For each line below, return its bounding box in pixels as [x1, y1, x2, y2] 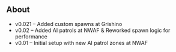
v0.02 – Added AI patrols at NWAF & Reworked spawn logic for [14, 27, 171, 34]
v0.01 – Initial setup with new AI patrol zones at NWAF [14, 39, 148, 46]
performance [14, 32, 48, 40]
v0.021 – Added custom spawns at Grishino [14, 20, 123, 27]
